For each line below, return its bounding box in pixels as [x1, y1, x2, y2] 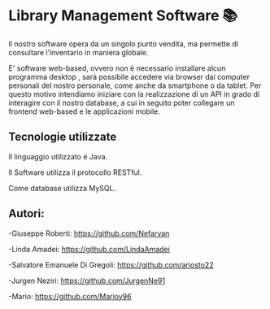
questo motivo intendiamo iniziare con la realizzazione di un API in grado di [8, 89, 260, 98]
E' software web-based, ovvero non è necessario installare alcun [8, 63, 226, 73]
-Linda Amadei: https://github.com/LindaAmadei [8, 244, 171, 254]
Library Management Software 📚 [8, 7, 238, 25]
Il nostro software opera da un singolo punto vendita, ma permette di [8, 38, 238, 49]
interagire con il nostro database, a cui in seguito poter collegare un [8, 98, 235, 107]
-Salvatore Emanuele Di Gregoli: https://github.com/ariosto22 [8, 259, 214, 269]
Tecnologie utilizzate [8, 130, 117, 144]
